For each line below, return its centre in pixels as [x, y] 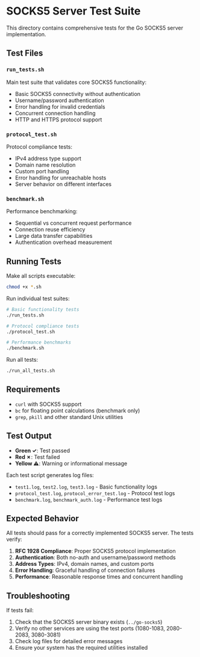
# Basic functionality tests [43, 309]
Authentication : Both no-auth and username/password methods [95, 557]
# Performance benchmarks [39, 342]
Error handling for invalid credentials [60, 106]
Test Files [25, 53]
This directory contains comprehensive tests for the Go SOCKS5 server [95, 28]
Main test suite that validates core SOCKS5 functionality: [76, 82]
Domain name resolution [45, 165]
